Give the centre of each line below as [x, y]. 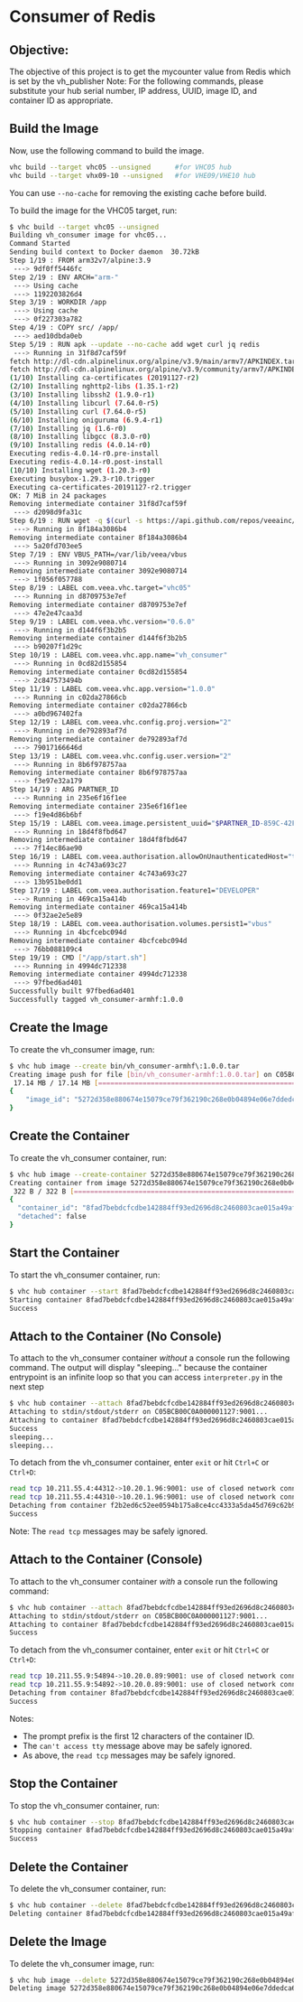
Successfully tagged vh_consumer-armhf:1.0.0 [96, 1000]
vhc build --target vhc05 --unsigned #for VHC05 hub [120, 167]
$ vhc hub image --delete [58, 1980]
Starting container [46, 1300]
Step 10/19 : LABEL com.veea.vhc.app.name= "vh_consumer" [119, 655]
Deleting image [38, 1988]
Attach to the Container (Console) [106, 1560]
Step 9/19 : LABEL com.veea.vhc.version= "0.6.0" [102, 622]
